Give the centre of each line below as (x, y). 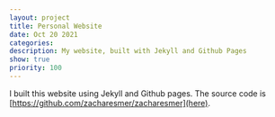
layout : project (40, 18)
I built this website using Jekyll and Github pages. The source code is (138, 93)
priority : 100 (36, 68)
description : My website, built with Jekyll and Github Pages (128, 51)
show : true (30, 59)
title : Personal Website (56, 26)
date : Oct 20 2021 (44, 34)
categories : (31, 43)
